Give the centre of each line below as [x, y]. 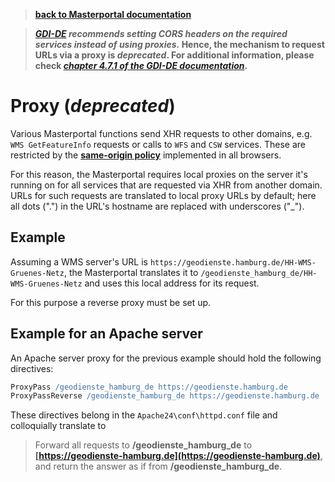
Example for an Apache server [106, 334]
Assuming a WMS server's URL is [79, 261]
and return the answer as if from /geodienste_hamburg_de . [158, 466]
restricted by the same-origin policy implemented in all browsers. [146, 155]
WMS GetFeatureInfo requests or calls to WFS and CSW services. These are [158, 144]
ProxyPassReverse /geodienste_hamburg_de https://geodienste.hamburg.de [165, 396]
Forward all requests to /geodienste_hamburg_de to [143, 445]
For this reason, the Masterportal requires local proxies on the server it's [159, 174]
